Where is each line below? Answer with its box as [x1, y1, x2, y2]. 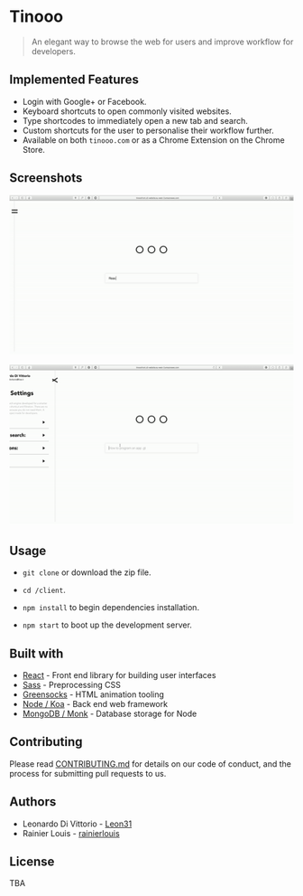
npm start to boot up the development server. [22, 619, 192, 630]
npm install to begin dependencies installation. [22, 602, 200, 613]
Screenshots [9, 170, 83, 186]
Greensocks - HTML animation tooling [22, 689, 165, 700]
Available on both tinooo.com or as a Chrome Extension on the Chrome [22, 134, 286, 146]
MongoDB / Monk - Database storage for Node [22, 708, 197, 719]
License [9, 854, 55, 870]
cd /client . [22, 585, 66, 596]
